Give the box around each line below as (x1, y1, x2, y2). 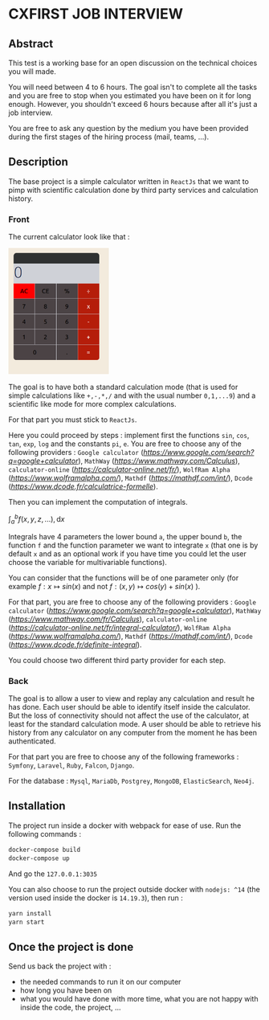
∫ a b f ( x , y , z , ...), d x (8, 513, 65, 526)
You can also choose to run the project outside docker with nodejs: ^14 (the (8, 884, 261, 894)
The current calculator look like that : (8, 232, 130, 242)
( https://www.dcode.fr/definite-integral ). (8, 640, 142, 649)
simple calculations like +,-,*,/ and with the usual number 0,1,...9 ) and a (8, 391, 256, 400)
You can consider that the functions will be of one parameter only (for (8, 572, 239, 583)
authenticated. (8, 736, 56, 746)
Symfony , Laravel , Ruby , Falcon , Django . (8, 760, 135, 770)
